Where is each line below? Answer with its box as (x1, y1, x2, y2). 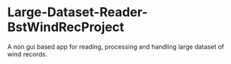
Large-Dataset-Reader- (7, 4, 148, 20)
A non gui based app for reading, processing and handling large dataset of (7, 42, 225, 51)
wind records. (7, 50, 48, 58)
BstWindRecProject (7, 19, 125, 35)
